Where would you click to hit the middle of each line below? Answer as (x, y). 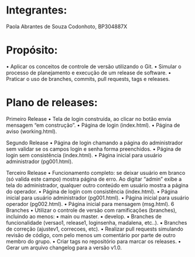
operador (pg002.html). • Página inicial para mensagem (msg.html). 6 (90, 204)
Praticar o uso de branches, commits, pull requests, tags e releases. (88, 79)
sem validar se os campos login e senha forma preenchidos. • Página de (94, 149)
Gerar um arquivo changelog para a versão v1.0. (64, 248)
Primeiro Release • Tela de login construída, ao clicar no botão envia (89, 119)
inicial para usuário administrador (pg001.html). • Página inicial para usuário (97, 198)
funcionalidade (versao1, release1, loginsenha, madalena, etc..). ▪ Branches (97, 222)
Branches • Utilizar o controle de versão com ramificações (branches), (91, 210)
